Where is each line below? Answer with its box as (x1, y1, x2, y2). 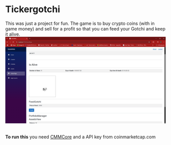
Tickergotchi (5, 4, 61, 15)
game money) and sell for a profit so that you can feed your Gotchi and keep (5, 25, 165, 31)
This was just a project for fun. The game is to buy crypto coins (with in (5, 20, 155, 26)
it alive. (5, 31, 20, 37)
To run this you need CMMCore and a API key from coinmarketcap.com (5, 133, 156, 140)
